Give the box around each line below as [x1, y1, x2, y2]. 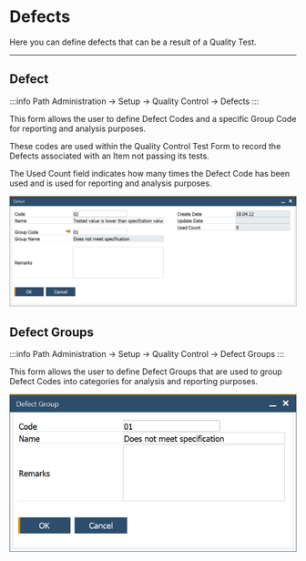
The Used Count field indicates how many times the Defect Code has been [9, 168, 290, 178]
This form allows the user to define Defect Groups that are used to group [9, 366, 282, 377]
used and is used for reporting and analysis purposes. [9, 178, 212, 189]
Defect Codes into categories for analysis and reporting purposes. [9, 375, 258, 386]
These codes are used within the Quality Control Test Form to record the [9, 140, 281, 151]
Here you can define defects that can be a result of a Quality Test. [9, 36, 257, 47]
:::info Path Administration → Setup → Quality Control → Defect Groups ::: [9, 348, 285, 359]
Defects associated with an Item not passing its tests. [9, 150, 209, 161]
